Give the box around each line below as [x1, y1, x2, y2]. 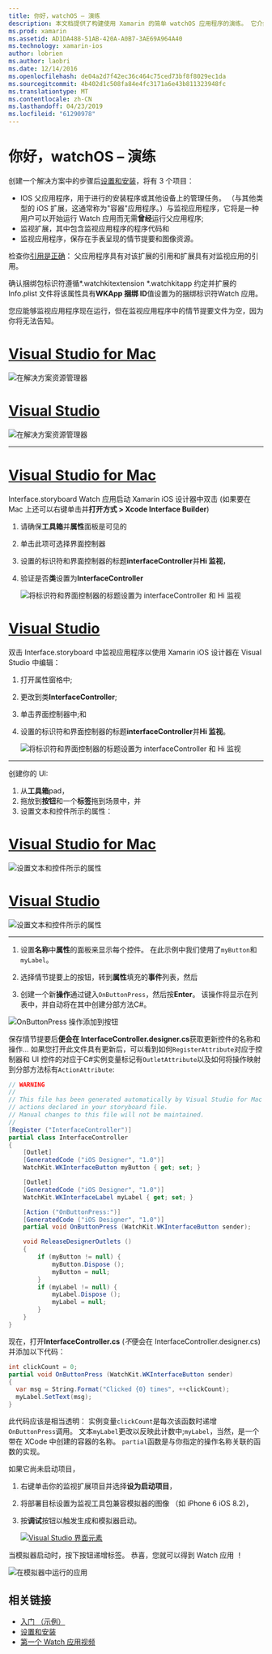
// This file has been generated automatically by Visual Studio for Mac [8, 1095, 263, 1104]
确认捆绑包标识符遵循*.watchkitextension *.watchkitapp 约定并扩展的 [8, 278, 237, 288]
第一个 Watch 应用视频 [19, 1637, 96, 1647]
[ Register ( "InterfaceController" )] [8, 1125, 132, 1134]
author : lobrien [8, 50, 63, 58]
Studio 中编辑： [8, 657, 61, 667]
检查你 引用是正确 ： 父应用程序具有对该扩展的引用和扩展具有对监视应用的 [8, 251, 252, 261]
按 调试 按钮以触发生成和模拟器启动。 [19, 1516, 142, 1526]
